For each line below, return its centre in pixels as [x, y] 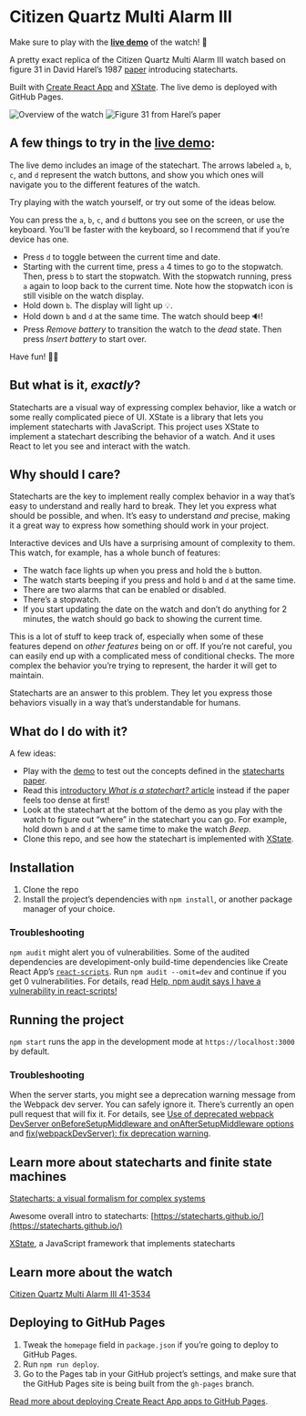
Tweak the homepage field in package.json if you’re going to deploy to [151, 1344]
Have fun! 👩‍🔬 [34, 357]
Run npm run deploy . [61, 1364]
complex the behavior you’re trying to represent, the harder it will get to [143, 666]
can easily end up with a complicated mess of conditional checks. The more [152, 656]
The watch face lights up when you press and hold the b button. [142, 571]
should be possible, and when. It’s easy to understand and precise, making [150, 516]
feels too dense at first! [66, 801]
